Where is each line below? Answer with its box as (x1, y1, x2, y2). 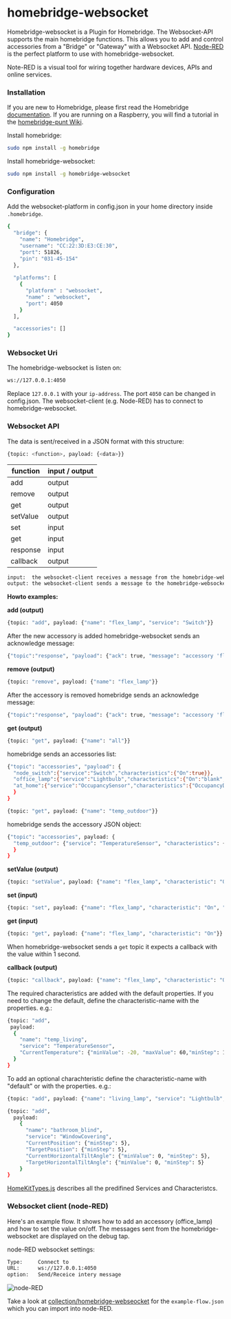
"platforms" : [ (13, 275, 57, 281)
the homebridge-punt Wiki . (7, 118, 84, 126)
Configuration (7, 186, 55, 196)
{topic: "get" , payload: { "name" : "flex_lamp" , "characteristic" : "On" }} (7, 930, 223, 937)
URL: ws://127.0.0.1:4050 (7, 1265, 97, 1272)
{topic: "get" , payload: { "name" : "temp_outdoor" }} (7, 807, 158, 815)
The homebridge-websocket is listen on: (7, 364, 122, 372)
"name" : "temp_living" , (19, 1036, 88, 1043)
